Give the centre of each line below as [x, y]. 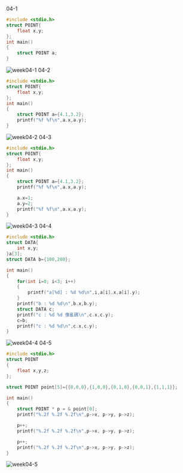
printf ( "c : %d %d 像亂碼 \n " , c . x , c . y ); [65, 315]
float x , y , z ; [33, 370]
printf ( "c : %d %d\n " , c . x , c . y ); [57, 326]
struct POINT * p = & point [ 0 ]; [57, 409]
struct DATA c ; [36, 309]
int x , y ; [28, 248]
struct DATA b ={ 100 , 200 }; [38, 259]
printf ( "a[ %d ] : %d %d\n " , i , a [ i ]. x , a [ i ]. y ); [84, 293]
